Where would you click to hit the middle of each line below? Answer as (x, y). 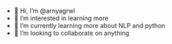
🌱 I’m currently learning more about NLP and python (90, 25)
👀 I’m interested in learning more (61, 18)
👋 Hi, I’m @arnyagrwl (44, 11)
